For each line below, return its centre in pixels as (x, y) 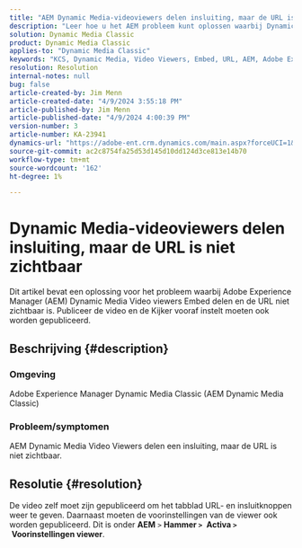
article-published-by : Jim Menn (70, 110)
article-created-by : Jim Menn (66, 93)
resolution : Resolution (54, 68)
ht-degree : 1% (36, 176)
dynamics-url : (36, 143)
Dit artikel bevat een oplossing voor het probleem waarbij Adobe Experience (151, 292)
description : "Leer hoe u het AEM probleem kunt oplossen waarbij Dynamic (152, 26)
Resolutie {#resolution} (76, 484)
